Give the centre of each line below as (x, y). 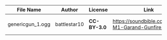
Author (70, 10)
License (98, 10)
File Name (29, 10)
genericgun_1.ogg (29, 24)
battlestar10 (70, 24)
